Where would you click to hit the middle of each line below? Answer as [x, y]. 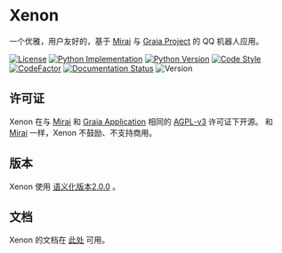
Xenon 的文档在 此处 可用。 [60, 240]
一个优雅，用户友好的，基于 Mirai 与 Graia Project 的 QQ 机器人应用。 [137, 41]
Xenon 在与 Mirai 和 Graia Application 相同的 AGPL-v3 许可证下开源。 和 [141, 122]
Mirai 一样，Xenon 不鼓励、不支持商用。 [83, 132]
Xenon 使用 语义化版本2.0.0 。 [65, 186]
